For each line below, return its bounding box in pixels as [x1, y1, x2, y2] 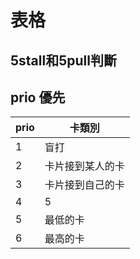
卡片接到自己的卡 [44, 178, 125, 192]
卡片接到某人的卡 [44, 159, 125, 173]
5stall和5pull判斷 [10, 52, 117, 69]
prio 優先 [10, 89, 66, 106]
